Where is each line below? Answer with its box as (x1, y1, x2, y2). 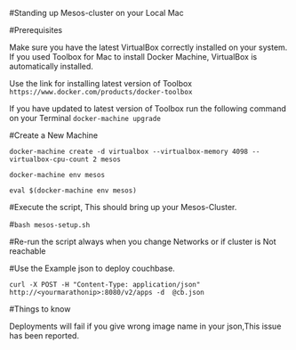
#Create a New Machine (9, 130, 99, 141)
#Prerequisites (9, 25, 63, 35)
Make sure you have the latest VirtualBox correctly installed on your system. (9, 42, 288, 53)
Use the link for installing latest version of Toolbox (9, 78, 193, 88)
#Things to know (9, 304, 71, 314)
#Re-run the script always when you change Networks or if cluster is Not (9, 236, 277, 247)
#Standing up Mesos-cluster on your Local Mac (9, 8, 184, 18)
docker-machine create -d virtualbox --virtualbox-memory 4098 (9, 147, 249, 156)
